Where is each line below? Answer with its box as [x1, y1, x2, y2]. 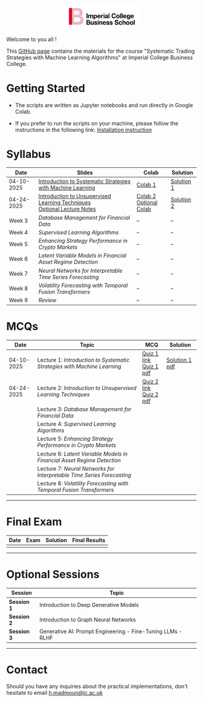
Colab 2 [136, 193, 156, 200]
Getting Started [6, 81, 86, 95]
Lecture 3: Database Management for [37, 405, 132, 412]
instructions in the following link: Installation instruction [14, 126, 152, 133]
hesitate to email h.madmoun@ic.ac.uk [6, 689, 103, 697]
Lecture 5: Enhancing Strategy [37, 435, 114, 443]
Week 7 [8, 270, 28, 277]
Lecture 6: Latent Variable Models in [37, 450, 128, 457]
